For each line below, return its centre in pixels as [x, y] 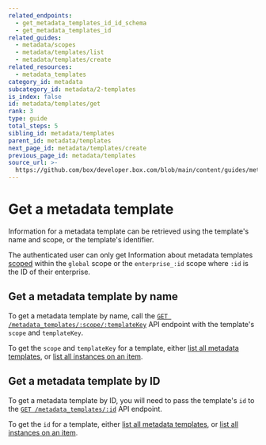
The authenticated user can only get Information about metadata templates [131, 255]
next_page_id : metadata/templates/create [78, 148]
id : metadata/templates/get [55, 104]
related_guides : [35, 38]
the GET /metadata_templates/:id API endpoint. [85, 409]
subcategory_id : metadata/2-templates [72, 89]
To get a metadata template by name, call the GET [88, 316]
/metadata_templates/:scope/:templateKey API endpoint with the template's [131, 324]
